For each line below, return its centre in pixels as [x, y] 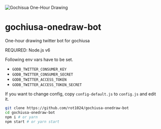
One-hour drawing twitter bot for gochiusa [48, 40]
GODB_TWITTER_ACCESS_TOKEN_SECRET [47, 85]
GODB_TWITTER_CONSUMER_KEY [39, 69]
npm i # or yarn [21, 117]
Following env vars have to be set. [39, 59]
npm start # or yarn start [32, 122]
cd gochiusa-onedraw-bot [30, 112]
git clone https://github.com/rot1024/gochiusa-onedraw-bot [67, 108]
